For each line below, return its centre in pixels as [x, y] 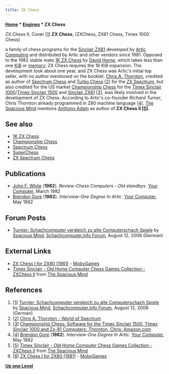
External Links [28, 251]
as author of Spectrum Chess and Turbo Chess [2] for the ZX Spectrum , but [84, 81]
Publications [26, 174]
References [24, 290]
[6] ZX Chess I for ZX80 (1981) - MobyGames [60, 356]
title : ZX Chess [22, 10]
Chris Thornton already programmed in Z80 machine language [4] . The [79, 103]
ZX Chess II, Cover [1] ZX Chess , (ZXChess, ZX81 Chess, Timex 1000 [77, 34]
